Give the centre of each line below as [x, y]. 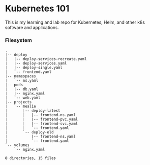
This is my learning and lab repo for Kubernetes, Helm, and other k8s [75, 22]
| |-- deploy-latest [33, 111]
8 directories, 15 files [30, 158]
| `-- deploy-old [30, 132]
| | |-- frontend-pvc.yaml [42, 119]
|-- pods [14, 85]
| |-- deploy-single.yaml [34, 68]
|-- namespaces [21, 76]
